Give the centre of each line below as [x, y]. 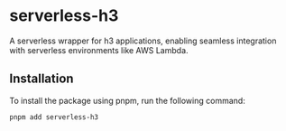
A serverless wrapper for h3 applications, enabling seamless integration [143, 41]
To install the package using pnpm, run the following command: [127, 100]
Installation [42, 79]
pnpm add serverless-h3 [54, 117]
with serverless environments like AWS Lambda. [99, 50]
